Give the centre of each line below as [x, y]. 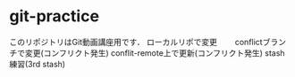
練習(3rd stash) [37, 64]
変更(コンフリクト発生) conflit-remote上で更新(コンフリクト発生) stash [155, 53]
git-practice [55, 16]
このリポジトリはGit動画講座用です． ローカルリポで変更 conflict [136, 42]
